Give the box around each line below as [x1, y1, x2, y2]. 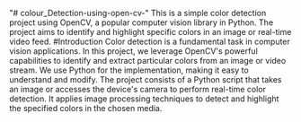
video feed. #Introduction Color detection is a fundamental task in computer [9, 36, 290, 47]
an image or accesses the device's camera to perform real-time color [9, 84, 267, 94]
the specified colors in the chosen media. [9, 103, 163, 113]
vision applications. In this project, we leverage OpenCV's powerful [9, 46, 258, 57]
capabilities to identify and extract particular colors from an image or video [9, 56, 287, 65]
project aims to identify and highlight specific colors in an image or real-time [9, 27, 292, 37]
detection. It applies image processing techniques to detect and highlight [9, 93, 279, 104]
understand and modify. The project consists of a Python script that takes [9, 74, 282, 84]
